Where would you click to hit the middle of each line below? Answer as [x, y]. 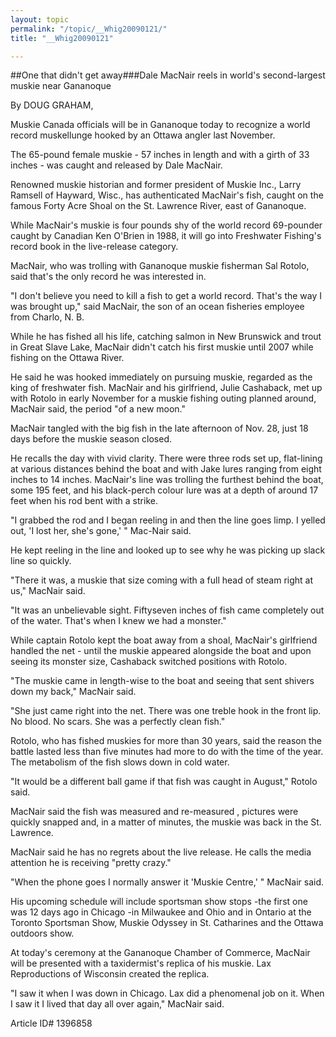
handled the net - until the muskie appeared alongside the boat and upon [161, 651]
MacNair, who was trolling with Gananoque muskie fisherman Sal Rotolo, [160, 266]
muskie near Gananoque [61, 86]
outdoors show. [42, 933]
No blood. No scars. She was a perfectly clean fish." [118, 722]
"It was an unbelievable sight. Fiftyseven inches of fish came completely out [167, 610]
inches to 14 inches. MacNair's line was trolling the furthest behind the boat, [167, 480]
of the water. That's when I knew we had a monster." [118, 621]
